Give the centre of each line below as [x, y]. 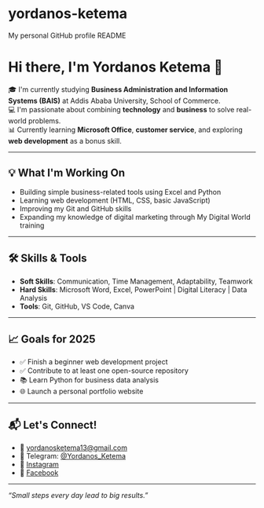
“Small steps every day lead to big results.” [78, 495]
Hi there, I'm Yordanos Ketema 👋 [115, 67]
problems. [44, 121]
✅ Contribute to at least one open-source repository [104, 371]
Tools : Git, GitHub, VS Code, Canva [77, 306]
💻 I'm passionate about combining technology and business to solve [121, 109]
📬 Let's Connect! [53, 425]
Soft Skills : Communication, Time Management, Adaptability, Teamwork [136, 281]
